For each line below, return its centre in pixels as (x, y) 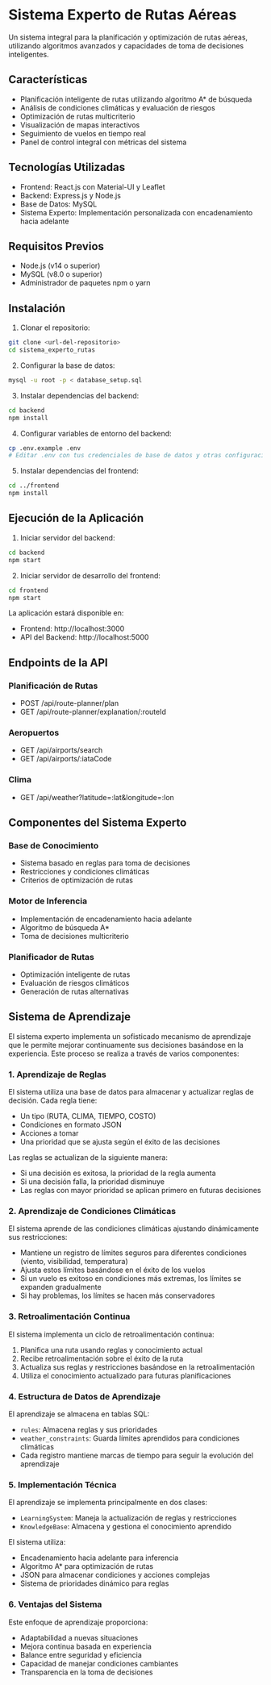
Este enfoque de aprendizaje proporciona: (78, 1622)
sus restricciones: (38, 1237)
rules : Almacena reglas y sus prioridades (89, 1429)
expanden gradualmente (61, 1287)
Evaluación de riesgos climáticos (75, 982)
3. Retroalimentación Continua (69, 1316)
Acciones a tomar (49, 1133)
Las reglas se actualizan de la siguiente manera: (88, 1157)
